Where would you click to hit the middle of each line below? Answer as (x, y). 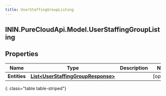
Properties (22, 54)
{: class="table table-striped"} (36, 88)
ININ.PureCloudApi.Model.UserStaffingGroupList (83, 30)
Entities (17, 76)
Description (134, 68)
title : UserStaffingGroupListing (40, 10)
